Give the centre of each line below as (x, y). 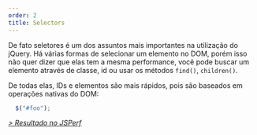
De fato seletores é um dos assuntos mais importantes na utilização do (123, 45)
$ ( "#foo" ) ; (33, 108)
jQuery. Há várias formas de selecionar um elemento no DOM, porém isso (128, 53)
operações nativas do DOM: (54, 93)
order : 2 (22, 15)
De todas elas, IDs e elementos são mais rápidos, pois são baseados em (125, 85)
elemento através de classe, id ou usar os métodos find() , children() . (123, 70)
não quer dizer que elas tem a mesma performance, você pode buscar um (129, 62)
